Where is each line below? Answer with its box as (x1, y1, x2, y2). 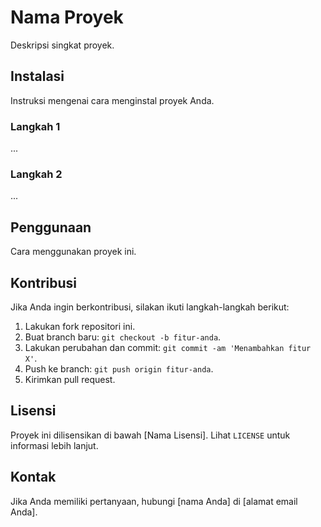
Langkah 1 (10, 119, 61, 133)
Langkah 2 (10, 167, 63, 181)
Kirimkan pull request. (24, 373, 116, 385)
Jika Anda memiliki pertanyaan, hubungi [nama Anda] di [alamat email (10, 495, 298, 507)
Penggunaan (10, 219, 92, 236)
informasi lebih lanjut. (10, 439, 99, 451)
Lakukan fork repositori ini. (24, 320, 136, 332)
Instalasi (10, 68, 65, 85)
